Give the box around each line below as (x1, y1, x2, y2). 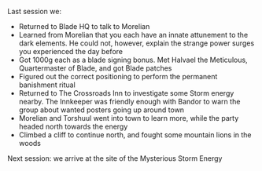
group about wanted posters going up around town (18, 105, 185, 115)
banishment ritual (18, 80, 76, 89)
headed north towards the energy (18, 122, 128, 131)
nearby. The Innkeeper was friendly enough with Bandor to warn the (18, 97, 241, 106)
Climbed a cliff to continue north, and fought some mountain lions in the (18, 130, 253, 140)
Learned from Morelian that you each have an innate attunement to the (18, 31, 249, 39)
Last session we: (7, 7, 62, 16)
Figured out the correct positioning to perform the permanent (18, 72, 218, 81)
